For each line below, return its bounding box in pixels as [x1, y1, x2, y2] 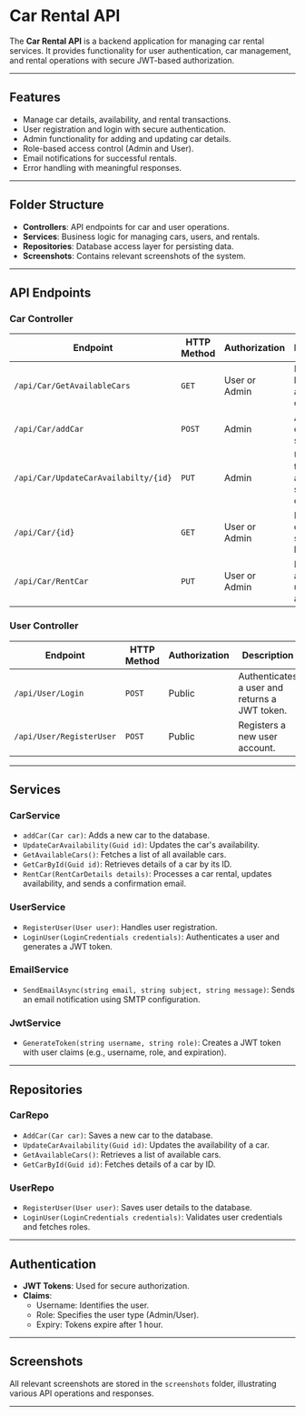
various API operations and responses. [9, 1388, 154, 1399]
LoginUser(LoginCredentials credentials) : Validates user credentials [22, 1211, 283, 1223]
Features [9, 90, 61, 105]
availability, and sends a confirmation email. [22, 879, 187, 889]
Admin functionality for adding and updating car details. [22, 133, 231, 144]
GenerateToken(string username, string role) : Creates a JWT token [22, 1038, 281, 1049]
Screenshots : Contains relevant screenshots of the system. [22, 250, 247, 261]
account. [238, 741, 276, 754]
